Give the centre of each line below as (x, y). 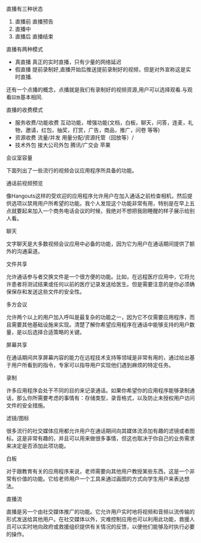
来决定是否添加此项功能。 (38, 446)
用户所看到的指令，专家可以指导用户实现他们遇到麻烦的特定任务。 (92, 365)
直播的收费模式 (25, 110)
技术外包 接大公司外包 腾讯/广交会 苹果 (63, 145)
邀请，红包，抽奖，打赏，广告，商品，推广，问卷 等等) (93, 130)
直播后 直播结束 (34, 37)
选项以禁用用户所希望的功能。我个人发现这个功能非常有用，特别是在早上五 (103, 203)
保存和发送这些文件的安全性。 (48, 292)
